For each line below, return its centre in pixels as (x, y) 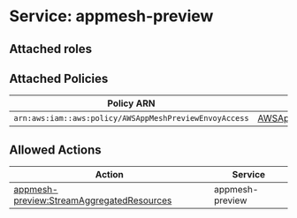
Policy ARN (131, 103)
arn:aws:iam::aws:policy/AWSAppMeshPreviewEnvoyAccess (131, 118)
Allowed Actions (55, 150)
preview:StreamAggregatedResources (93, 200)
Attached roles (51, 49)
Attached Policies (59, 78)
